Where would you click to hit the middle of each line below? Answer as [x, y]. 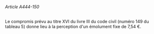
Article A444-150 [22, 7]
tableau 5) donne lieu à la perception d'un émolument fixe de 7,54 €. [73, 27]
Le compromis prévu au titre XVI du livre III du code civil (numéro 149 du [77, 22]
